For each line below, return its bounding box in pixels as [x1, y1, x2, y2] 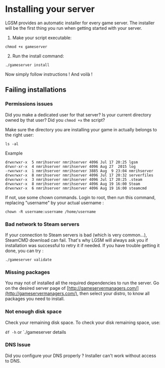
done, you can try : [5, 248, 43, 254]
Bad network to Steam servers [5, 220, 80, 227]
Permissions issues [5, 101, 53, 107]
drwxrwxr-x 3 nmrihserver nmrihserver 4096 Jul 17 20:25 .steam [5, 177, 142, 182]
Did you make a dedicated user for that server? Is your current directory [5, 111, 152, 117]
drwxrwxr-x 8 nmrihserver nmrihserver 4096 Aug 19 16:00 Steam [5, 181, 140, 186]
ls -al [5, 141, 19, 147]
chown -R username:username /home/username [5, 209, 96, 214]
